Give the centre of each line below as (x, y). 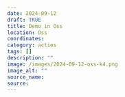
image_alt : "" (27, 70)
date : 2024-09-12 (32, 13)
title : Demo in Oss (35, 26)
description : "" (30, 58)
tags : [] (20, 52)
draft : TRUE (24, 20)
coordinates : (26, 39)
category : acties (32, 45)
